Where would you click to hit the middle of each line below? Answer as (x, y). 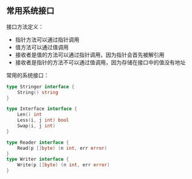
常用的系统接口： (28, 75)
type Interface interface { (42, 109)
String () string (38, 92)
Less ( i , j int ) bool (43, 120)
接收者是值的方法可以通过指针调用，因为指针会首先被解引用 (90, 55)
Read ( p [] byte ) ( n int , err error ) (62, 148)
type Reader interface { (38, 142)
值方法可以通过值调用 (42, 47)
